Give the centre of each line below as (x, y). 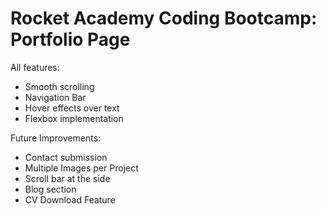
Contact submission (66, 157)
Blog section (50, 189)
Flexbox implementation (74, 118)
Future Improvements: (56, 138)
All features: (35, 67)
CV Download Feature (70, 199)
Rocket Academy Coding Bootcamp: (164, 18)
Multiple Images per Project (81, 168)
